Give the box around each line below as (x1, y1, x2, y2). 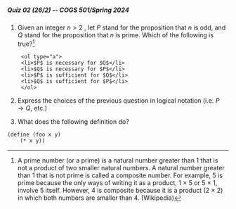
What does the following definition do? (17, 117, 130, 126)
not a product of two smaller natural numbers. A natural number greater (17, 163, 225, 172)
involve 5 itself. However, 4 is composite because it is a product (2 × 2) (17, 186, 223, 194)
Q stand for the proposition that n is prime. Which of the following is (17, 30, 214, 39)
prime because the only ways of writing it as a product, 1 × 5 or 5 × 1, (17, 178, 218, 186)
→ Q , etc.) (17, 103, 48, 112)
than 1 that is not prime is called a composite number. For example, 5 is (17, 171, 223, 179)
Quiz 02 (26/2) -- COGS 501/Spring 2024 (7, 6, 130, 14)
